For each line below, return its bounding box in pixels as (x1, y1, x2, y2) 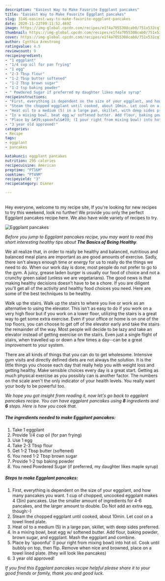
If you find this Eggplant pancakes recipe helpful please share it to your (5, 565, 150, 571)
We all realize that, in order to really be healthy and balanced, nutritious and (5, 249, 158, 254)
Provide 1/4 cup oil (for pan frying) (12, 432, 82, 438)
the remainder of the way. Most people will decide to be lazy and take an (5, 327, 152, 332)
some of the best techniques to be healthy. (5, 290, 92, 296)
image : (5, 26, 19, 31)
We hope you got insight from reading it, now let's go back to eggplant (5, 393, 148, 399)
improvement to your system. (5, 342, 65, 348)
